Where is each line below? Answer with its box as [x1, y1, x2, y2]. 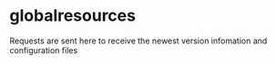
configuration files [9, 44, 78, 55]
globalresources [9, 5, 137, 26]
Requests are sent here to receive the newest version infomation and [9, 35, 268, 46]
